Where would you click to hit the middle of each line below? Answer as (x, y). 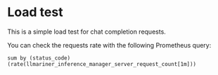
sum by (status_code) (39, 58)
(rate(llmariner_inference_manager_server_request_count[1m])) (102, 64)
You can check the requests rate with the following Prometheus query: (109, 45)
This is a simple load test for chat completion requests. (87, 32)
